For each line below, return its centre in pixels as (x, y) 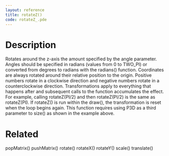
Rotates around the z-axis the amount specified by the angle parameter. (81, 59)
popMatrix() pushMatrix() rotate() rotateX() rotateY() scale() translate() (79, 148)
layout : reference (25, 10)
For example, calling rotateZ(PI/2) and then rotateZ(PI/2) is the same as (80, 97)
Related (22, 134)
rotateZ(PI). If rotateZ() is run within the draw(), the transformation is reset (83, 102)
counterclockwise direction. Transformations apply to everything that (78, 86)
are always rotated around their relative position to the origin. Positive (79, 75)
